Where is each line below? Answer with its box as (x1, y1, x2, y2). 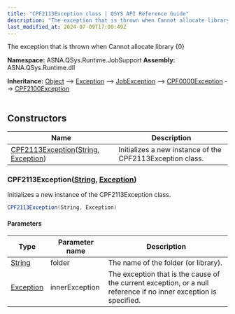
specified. (108, 295, 141, 305)
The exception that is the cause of (108, 269, 220, 279)
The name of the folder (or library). (108, 257, 222, 267)
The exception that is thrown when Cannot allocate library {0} (7, 43, 185, 51)
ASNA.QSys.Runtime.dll (7, 64, 76, 72)
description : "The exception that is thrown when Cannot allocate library (7, 17, 230, 24)
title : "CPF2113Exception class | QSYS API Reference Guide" (7, 10, 190, 18)
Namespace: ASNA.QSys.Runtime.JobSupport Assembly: (7, 56, 176, 64)
